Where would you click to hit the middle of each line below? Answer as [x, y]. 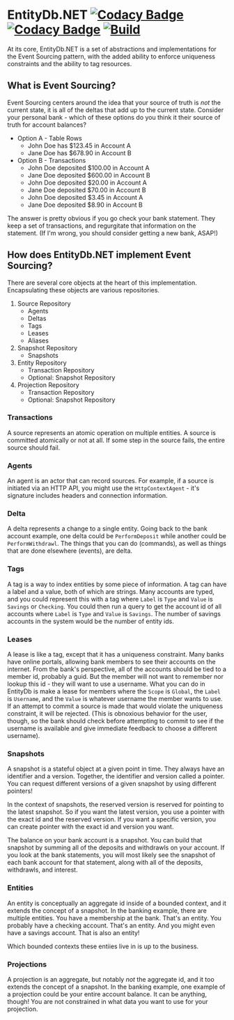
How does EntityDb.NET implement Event [99, 255]
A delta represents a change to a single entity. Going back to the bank [107, 528]
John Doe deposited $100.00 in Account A [88, 168]
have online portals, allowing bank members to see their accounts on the [111, 662]
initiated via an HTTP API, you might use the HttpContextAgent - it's [103, 488]
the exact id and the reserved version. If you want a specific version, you [112, 819]
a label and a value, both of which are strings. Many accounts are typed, [111, 591]
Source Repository [44, 304]
